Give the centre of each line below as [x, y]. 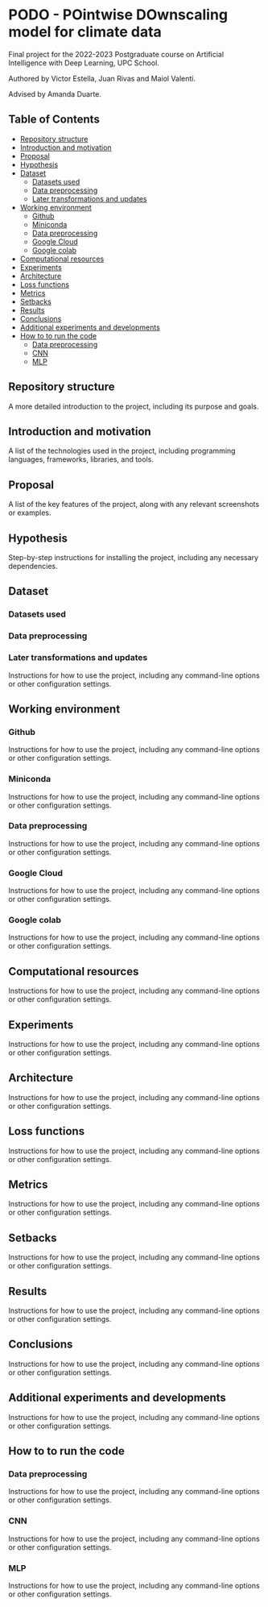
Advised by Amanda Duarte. [55, 93]
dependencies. [33, 566]
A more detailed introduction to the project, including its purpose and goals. [134, 406]
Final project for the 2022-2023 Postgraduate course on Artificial [116, 54]
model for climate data [85, 32]
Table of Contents [54, 120]
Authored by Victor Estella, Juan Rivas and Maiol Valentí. [102, 78]
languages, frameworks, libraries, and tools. [81, 459]
